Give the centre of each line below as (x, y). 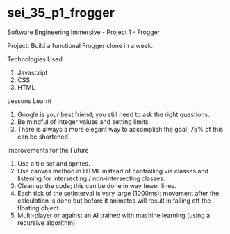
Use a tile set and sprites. (54, 163)
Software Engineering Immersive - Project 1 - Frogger (84, 32)
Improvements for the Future (48, 150)
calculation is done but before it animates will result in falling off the (114, 201)
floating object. (39, 208)
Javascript (32, 72)
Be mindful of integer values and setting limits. (84, 122)
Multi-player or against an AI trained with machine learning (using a (114, 215)
